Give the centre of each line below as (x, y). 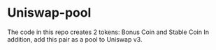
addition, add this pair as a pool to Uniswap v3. (75, 39)
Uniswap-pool (49, 13)
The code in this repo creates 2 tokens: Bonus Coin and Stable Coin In (108, 32)
